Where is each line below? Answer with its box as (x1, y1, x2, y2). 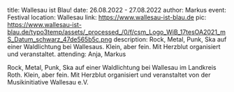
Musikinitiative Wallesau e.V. (7, 78, 89, 86)
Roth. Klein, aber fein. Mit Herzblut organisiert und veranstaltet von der (7, 71, 211, 79)
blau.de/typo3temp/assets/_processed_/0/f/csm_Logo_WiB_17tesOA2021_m (7, 28, 226, 36)
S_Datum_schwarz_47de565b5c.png (7, 35, 112, 44)
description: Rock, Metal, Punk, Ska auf (113, 35, 227, 44)
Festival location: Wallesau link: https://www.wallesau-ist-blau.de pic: (7, 13, 207, 21)
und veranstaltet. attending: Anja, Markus (7, 50, 126, 58)
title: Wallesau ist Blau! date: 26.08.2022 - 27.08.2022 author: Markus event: (7, 6, 227, 14)
